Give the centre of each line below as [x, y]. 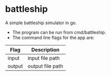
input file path [44, 58]
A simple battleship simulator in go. [41, 23]
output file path [45, 66]
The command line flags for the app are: [53, 38]
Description [45, 49]
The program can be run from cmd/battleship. [59, 32]
